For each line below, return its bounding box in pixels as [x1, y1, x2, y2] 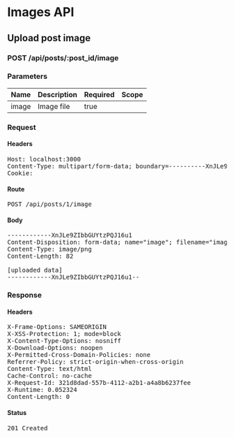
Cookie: [7, 169, 33, 177]
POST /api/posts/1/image [7, 200, 92, 208]
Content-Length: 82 [7, 252, 74, 261]
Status [7, 409, 27, 417]
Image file [38, 101, 70, 111]
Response [7, 291, 42, 300]
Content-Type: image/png [7, 245, 92, 254]
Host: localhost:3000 [7, 155, 81, 163]
